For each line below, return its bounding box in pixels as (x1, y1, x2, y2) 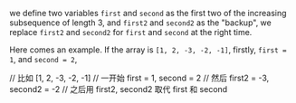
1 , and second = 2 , (9, 54, 78, 64)
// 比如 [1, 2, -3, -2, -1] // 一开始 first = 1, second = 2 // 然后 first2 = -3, (9, 72, 270, 83)
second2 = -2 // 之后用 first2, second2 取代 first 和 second (9, 84, 228, 94)
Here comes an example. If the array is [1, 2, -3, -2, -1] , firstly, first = (9, 44, 287, 55)
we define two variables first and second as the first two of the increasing (9, 8, 287, 18)
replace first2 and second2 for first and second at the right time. (9, 27, 253, 37)
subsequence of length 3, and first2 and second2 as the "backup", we (9, 17, 272, 28)
